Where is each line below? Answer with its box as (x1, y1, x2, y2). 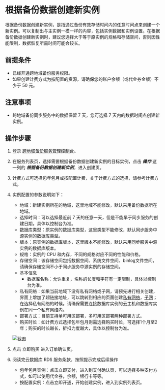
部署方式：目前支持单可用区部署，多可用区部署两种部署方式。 (19, 313, 145, 319)
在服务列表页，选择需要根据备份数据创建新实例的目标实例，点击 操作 (12, 159, 151, 164)
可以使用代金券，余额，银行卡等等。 (32, 373, 106, 379)
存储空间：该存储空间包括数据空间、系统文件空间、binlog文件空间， (19, 258, 157, 263)
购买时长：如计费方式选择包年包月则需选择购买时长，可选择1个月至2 (19, 319, 158, 325)
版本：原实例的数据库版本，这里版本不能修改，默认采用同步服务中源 (19, 239, 158, 245)
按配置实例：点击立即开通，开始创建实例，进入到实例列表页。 (19, 380, 145, 386)
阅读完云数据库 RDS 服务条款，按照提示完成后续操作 (12, 357, 118, 362)
